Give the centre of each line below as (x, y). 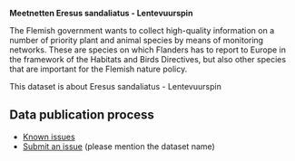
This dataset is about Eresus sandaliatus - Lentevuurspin (116, 86)
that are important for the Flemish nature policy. (98, 69)
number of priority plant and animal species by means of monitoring (137, 40)
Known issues (49, 137)
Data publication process (82, 115)
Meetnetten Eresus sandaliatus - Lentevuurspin (101, 13)
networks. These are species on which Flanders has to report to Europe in (148, 50)
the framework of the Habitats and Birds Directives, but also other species (148, 59)
